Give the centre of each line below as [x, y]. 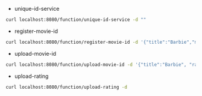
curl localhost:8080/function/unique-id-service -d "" [76, 20]
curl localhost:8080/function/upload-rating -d [67, 87]
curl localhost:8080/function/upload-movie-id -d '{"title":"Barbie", [96, 64]
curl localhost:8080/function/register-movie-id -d [72, 42]
